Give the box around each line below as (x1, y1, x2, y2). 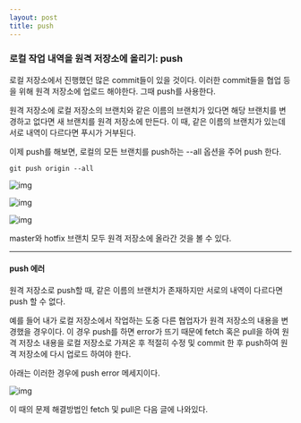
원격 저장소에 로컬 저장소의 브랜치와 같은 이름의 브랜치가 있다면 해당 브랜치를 (9, 105, 278, 115)
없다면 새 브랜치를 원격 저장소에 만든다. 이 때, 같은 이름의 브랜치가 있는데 (32, 115, 287, 126)
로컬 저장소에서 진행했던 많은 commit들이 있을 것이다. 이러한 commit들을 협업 (9, 74, 282, 85)
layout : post (9, 13, 58, 22)
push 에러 (9, 263, 46, 274)
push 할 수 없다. (9, 296, 65, 307)
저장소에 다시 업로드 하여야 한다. (18, 349, 132, 359)
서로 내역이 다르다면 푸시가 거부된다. (9, 127, 136, 138)
